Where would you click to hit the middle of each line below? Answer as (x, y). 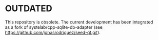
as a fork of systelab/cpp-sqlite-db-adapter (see (54, 27)
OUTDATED (29, 9)
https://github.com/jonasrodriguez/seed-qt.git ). (53, 32)
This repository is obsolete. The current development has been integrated (79, 22)
